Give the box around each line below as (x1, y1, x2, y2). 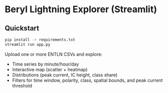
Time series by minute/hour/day (12, 61, 79, 67)
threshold (12, 82, 32, 88)
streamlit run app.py (5, 42, 51, 47)
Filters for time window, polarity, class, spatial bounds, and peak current (12, 77, 163, 83)
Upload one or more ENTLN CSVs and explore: (5, 51, 103, 57)
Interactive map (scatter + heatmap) (12, 66, 88, 72)
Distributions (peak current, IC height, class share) (12, 72, 118, 78)
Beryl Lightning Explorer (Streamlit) (5, 4, 157, 15)
